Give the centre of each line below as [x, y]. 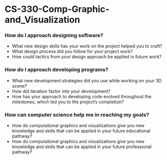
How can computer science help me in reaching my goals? [77, 115]
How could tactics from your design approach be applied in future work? [87, 57]
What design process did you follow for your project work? [72, 51]
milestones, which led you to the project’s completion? [68, 102]
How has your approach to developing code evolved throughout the [82, 96]
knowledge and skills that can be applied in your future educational [81, 131]
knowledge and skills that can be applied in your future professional [82, 147]
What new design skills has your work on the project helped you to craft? [87, 46]
